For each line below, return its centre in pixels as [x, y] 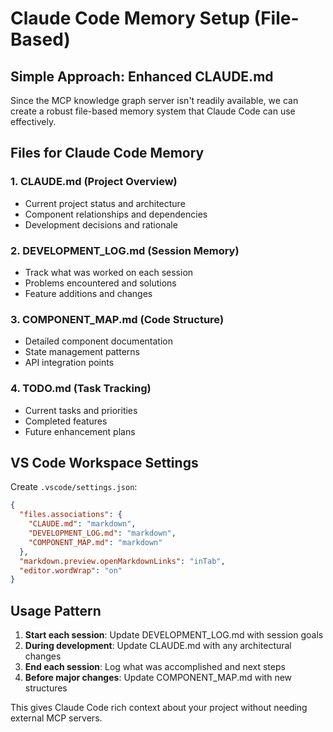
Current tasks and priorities [81, 410]
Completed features [66, 421]
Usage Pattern [56, 610]
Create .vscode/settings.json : [74, 487]
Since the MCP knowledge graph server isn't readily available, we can [154, 100]
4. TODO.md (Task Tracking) [81, 389]
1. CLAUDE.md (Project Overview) [94, 182]
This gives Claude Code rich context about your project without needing [159, 708]
